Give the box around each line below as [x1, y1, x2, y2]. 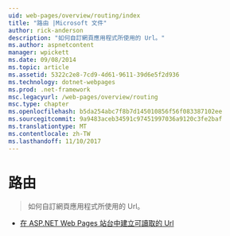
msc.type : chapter [8, 100, 69, 108]
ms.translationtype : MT [8, 122, 88, 130]
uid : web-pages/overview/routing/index [8, 11, 141, 20]
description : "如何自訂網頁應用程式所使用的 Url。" [8, 33, 166, 42]
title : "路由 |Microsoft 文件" [8, 19, 107, 27]
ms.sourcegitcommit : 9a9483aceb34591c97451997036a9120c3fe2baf [8, 115, 223, 123]
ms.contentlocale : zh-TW [8, 130, 91, 137]
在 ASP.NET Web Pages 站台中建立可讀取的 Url [19, 219, 174, 228]
